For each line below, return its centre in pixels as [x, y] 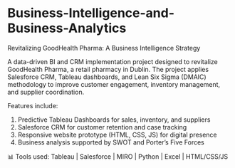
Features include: [33, 105]
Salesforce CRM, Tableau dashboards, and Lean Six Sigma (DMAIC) [107, 77]
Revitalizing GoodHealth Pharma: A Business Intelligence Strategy [104, 48]
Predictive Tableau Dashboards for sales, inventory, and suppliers [114, 120]
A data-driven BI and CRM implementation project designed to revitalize [113, 61]
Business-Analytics [67, 28]
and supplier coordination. [46, 92]
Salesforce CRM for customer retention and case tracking [102, 127]
